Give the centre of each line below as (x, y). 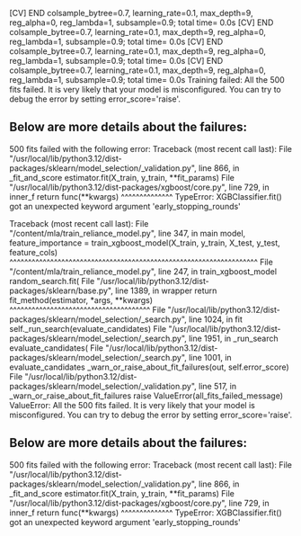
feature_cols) (34, 252)
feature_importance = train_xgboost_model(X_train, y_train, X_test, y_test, (145, 243)
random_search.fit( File (52, 281)
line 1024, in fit (215, 319)
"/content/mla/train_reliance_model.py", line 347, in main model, (128, 233)
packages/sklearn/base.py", (62, 290)
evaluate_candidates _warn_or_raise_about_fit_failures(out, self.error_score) (149, 367)
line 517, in (217, 386)
